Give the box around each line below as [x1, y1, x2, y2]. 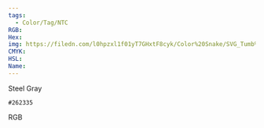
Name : [8, 62, 26, 70]
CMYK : [8, 48, 26, 55]
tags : [8, 11, 26, 20]
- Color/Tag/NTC [15, 19, 68, 27]
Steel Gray [8, 84, 42, 93]
